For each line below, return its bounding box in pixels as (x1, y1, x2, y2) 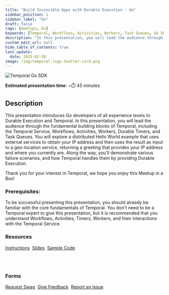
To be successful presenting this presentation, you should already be (5, 200, 149, 206)
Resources (5, 233, 32, 240)
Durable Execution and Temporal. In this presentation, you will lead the (5, 118, 151, 124)
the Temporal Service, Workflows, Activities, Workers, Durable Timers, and (5, 129, 160, 135)
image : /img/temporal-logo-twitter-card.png (5, 59, 100, 64)
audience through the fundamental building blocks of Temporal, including (5, 123, 157, 129)
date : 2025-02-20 (10, 54, 46, 59)
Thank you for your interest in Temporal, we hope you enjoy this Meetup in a (5, 170, 163, 176)
